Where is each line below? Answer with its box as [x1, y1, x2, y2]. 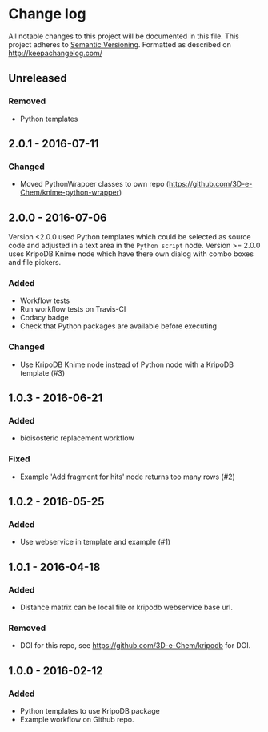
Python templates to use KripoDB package [19, 706, 160, 716]
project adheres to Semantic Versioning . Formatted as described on [8, 39, 232, 49]
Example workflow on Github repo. [19, 714, 134, 725]
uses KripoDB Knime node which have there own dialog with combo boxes [8, 249, 254, 259]
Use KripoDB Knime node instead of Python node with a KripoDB [19, 360, 234, 369]
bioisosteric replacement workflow [19, 433, 134, 443]
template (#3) [19, 368, 66, 377]
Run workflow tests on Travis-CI [19, 304, 126, 314]
